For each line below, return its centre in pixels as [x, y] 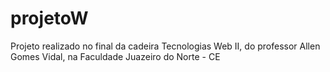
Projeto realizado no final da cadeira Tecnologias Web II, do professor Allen [165, 46]
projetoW [49, 18]
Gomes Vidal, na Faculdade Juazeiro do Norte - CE [115, 56]
